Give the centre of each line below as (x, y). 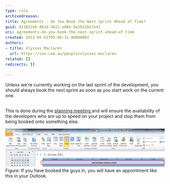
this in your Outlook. (26, 176)
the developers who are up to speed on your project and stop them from (80, 116)
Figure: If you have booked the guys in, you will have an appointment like (81, 171)
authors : (14, 43)
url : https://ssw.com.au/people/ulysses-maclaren (63, 53)
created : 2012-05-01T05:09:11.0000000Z (47, 38)
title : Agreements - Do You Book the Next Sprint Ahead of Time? (75, 21)
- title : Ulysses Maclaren (34, 48)
